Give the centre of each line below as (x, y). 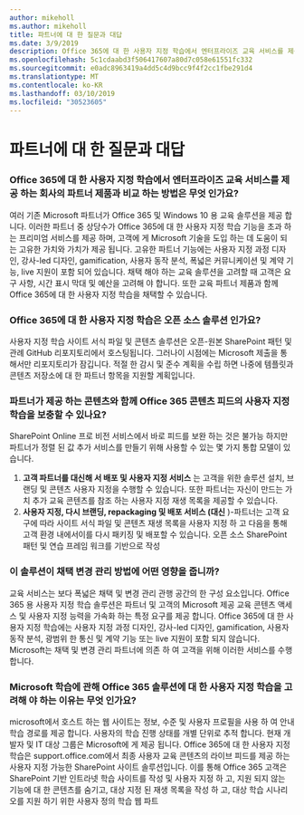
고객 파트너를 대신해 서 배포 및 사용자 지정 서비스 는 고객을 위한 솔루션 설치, (153, 478)
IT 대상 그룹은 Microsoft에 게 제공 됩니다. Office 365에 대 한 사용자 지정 (163, 744)
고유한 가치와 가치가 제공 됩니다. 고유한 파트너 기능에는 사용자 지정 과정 (144, 249)
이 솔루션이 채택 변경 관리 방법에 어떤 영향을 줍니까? (114, 571)
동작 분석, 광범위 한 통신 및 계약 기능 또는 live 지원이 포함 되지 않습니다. (135, 638)
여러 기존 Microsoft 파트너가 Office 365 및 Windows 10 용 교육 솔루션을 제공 (146, 215)
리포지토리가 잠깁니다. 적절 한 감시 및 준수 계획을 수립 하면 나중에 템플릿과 (163, 364)
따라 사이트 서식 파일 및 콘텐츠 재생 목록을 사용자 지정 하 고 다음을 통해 (163, 523)
